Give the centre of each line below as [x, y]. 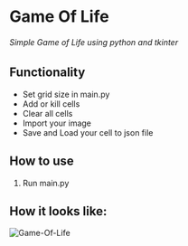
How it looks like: [58, 211]
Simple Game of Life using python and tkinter [94, 42]
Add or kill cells [51, 104]
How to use [42, 161]
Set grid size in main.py [66, 94]
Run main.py [46, 183]
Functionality [47, 73]
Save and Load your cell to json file [88, 132]
